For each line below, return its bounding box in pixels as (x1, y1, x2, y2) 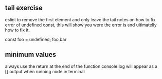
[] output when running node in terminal (5, 68, 85, 74)
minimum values (5, 50, 56, 59)
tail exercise (5, 4, 43, 12)
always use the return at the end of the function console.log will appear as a (5, 63, 158, 69)
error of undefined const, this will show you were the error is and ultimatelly (5, 22, 157, 28)
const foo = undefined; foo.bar (5, 36, 67, 42)
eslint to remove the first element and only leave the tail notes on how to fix (5, 16, 156, 22)
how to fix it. (5, 27, 30, 33)
